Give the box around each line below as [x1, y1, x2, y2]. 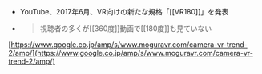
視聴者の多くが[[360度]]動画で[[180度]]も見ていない [39, 24, 212, 33]
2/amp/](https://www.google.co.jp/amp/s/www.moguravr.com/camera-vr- [8, 49, 254, 57]
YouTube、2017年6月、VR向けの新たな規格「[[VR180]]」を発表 [19, 7, 229, 16]
